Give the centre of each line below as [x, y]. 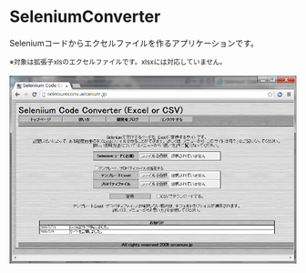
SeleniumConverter [85, 17]
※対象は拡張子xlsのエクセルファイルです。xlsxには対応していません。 [118, 62]
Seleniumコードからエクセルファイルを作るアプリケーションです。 [134, 43]
